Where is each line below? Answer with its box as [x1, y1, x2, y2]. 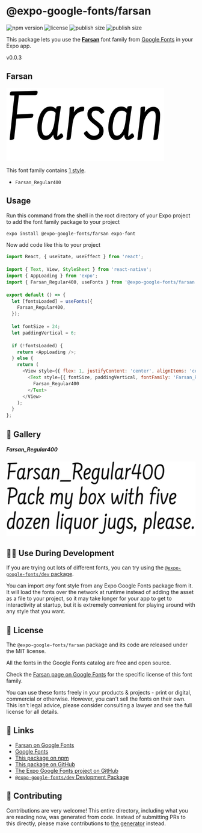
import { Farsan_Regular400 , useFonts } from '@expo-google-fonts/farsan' [6, 279, 198, 285]
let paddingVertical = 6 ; [11, 330, 77, 336]
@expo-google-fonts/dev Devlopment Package [14, 773, 129, 781]
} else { [11, 355, 34, 362]
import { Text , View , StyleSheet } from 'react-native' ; [6, 267, 152, 273]
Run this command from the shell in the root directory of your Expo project [6, 212, 191, 219]
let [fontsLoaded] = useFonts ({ [11, 298, 93, 305]
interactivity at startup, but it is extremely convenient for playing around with [6, 601, 195, 608]
